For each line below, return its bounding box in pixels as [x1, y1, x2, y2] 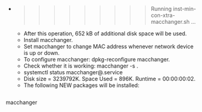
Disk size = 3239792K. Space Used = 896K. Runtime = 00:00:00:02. [23, 75, 196, 82]
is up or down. [23, 49, 60, 57]
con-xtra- [150, 12, 175, 19]
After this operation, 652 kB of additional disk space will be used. [23, 30, 187, 37]
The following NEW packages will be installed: [23, 82, 139, 89]
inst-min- [172, 5, 197, 12]
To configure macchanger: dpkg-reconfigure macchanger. [23, 56, 170, 63]
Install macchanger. [23, 37, 73, 43]
